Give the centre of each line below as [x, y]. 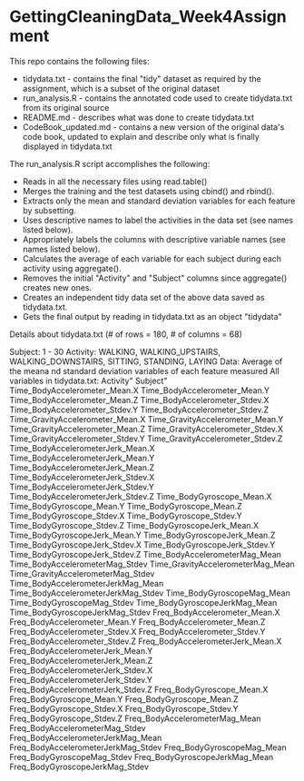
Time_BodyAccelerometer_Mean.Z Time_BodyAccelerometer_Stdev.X [139, 400]
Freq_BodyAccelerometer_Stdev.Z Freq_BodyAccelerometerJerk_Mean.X [146, 641]
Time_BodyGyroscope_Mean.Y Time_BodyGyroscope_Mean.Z [126, 506]
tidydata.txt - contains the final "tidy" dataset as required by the [142, 78]
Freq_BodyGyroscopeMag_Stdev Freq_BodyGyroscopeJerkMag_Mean [142, 756]
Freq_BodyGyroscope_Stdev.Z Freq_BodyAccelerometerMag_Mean [135, 718]
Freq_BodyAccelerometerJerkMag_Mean [86, 737]
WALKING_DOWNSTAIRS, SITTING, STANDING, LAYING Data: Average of [146, 361]
